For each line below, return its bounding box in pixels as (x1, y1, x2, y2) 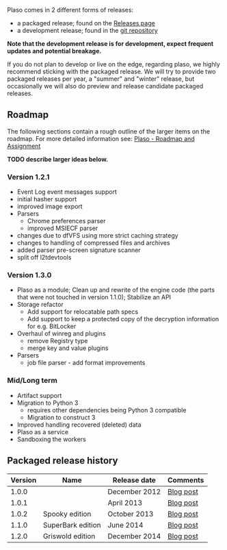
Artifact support (16, 391, 62, 399)
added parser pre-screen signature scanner (16, 246, 142, 254)
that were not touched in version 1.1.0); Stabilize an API (16, 293, 172, 301)
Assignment (7, 142, 41, 150)
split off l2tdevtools (16, 253, 72, 262)
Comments (167, 475, 204, 485)
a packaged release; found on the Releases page (16, 19, 155, 27)
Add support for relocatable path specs (27, 308, 139, 316)
